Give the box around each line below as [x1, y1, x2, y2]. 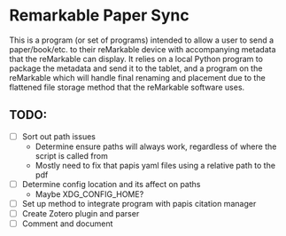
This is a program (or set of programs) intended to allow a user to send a [9, 35, 274, 45]
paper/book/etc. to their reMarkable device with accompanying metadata [9, 43, 276, 54]
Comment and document [21, 218, 113, 229]
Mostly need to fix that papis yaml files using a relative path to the [35, 160, 276, 170]
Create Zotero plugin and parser [21, 208, 140, 218]
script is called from [35, 150, 108, 161]
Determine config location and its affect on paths [21, 178, 201, 189]
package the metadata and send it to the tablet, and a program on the [9, 63, 263, 74]
